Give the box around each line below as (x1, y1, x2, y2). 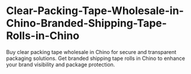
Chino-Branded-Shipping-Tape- (6, 16, 167, 30)
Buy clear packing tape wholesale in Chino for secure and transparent (6, 48, 177, 55)
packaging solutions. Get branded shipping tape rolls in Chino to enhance (6, 55, 185, 62)
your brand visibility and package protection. (6, 60, 115, 68)
